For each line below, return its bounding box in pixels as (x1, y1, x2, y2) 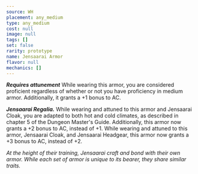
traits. (6, 162, 21, 169)
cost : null (6, 25, 34, 32)
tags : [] (6, 37, 28, 43)
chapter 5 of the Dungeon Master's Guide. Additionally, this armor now (6, 119, 182, 126)
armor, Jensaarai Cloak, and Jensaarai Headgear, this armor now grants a (6, 131, 190, 138)
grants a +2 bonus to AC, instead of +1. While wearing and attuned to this (6, 125, 188, 132)
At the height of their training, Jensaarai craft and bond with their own (6, 149, 181, 157)
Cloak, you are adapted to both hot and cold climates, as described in (6, 112, 179, 119)
